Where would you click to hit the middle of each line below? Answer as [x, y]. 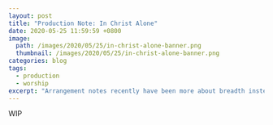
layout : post [30, 16]
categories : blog [38, 61]
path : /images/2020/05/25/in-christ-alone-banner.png [108, 46]
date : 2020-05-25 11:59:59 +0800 [65, 31]
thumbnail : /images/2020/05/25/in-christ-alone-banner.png [118, 53]
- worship [32, 83]
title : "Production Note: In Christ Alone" [83, 23]
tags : [17, 69]
